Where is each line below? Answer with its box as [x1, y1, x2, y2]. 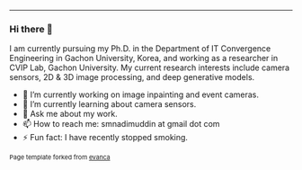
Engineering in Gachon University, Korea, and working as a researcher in [9, 53, 279, 64]
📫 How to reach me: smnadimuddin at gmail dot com [22, 119, 220, 130]
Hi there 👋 [9, 22, 54, 35]
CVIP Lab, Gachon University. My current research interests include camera [9, 62, 290, 73]
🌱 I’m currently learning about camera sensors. [22, 99, 197, 110]
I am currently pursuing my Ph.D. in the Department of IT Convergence [9, 43, 271, 54]
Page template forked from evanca [9, 153, 111, 162]
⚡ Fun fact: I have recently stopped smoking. [22, 132, 189, 143]
